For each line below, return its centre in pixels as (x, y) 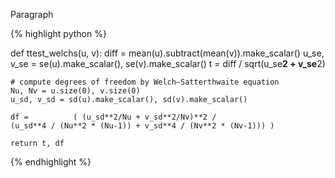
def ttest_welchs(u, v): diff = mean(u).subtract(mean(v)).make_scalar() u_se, (167, 53)
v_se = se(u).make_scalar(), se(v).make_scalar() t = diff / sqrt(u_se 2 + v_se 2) (168, 63)
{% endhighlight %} (51, 162)
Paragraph (32, 14)
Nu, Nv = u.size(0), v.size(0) (75, 91)
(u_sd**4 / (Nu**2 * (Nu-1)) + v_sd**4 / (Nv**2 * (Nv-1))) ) (142, 126)
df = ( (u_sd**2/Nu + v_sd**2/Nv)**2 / (113, 117)
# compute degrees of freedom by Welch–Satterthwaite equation (145, 82)
